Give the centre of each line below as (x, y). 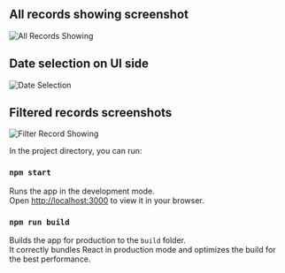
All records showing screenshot (99, 15)
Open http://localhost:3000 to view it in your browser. (107, 200)
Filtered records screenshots (91, 113)
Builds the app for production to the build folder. (98, 240)
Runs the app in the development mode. (82, 191)
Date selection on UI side (79, 64)
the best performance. (50, 259)
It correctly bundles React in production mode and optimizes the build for (142, 250)
